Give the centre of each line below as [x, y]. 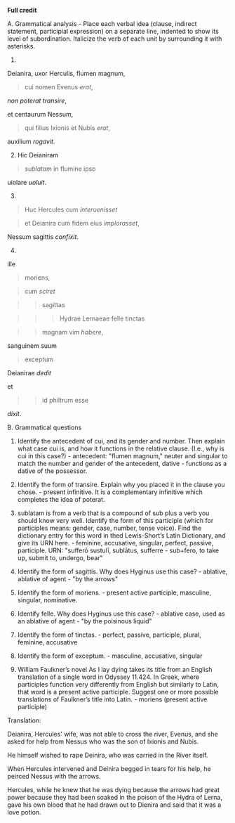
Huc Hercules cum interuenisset [71, 209]
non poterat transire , [37, 101]
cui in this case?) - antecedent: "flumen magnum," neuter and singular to [122, 456]
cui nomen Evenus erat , [59, 87]
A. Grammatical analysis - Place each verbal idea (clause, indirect [102, 24]
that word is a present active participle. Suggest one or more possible [118, 692]
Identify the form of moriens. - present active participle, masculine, [114, 592]
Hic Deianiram [38, 155]
